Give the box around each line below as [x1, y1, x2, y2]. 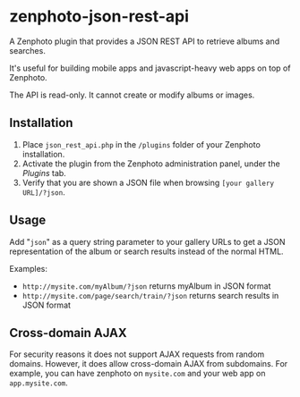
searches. [9, 45, 47, 55]
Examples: [9, 263, 47, 274]
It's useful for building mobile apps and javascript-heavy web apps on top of [9, 63, 291, 73]
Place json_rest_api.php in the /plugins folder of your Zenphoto [21, 139, 261, 149]
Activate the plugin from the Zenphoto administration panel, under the [21, 158, 280, 169]
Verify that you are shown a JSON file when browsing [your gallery [21, 177, 275, 188]
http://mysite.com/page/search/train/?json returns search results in [21, 290, 279, 300]
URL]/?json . [21, 186, 65, 198]
